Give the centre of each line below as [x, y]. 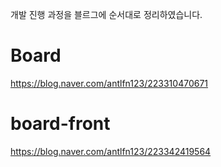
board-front [60, 124]
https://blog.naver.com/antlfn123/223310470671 [109, 83]
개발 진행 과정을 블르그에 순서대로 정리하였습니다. [106, 14]
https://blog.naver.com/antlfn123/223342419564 [111, 151]
